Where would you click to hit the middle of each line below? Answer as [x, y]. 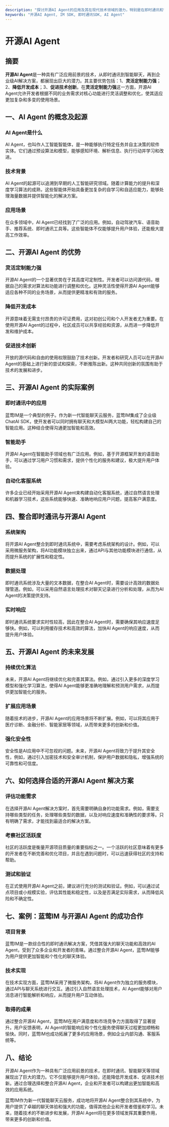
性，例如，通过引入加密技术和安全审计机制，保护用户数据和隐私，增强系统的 [84, 757]
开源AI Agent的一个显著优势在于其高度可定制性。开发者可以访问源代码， [80, 280]
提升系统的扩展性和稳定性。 [38, 557]
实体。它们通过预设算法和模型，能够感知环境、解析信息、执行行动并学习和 [82, 151]
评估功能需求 [21, 796]
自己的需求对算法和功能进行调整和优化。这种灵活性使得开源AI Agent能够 [84, 286]
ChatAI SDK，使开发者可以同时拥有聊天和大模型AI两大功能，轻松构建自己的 [83, 421]
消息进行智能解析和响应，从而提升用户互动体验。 [56, 995]
